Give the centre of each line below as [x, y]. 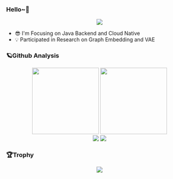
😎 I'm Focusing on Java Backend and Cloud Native [77, 33]
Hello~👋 [18, 9]
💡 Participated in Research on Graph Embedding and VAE [85, 40]
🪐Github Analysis [33, 56]
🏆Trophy [20, 155]
